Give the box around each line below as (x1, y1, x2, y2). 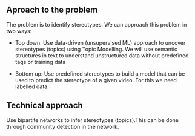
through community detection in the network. (6, 123, 119, 130)
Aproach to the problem (6, 5, 98, 15)
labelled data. (15, 83, 50, 90)
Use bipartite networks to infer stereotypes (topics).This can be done (6, 116, 179, 123)
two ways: (6, 27, 32, 34)
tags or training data (15, 58, 66, 65)
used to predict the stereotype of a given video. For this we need (15, 76, 177, 83)
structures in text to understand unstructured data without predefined (15, 51, 189, 59)
